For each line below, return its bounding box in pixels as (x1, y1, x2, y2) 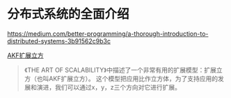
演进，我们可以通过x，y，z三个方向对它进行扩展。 (36, 83, 182, 91)
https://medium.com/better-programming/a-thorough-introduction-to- (7, 29, 209, 38)
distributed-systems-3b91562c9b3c (7, 37, 111, 45)
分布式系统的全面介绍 (7, 6, 130, 22)
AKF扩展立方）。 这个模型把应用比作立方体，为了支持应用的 (48, 74, 218, 83)
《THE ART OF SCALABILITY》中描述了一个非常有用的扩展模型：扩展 (24, 66, 217, 74)
